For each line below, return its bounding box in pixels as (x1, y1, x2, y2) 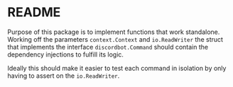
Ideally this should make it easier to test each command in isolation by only (7, 64, 227, 72)
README (7, 4, 61, 21)
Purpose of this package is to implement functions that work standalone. (7, 28, 220, 36)
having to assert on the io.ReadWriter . (7, 71, 120, 80)
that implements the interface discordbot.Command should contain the (7, 42, 208, 51)
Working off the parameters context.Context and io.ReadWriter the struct (7, 35, 224, 43)
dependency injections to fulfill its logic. (7, 50, 124, 59)
